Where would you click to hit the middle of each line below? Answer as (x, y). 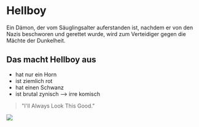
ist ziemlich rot (34, 81)
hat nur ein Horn (36, 74)
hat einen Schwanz (40, 87)
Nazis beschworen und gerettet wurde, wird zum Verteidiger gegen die (96, 34)
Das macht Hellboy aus (51, 60)
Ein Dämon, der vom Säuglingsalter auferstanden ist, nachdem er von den (100, 27)
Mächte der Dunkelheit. (36, 40)
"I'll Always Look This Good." (58, 106)
